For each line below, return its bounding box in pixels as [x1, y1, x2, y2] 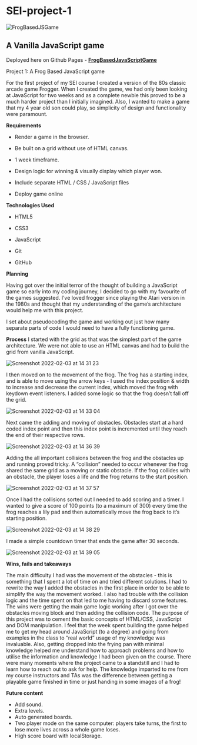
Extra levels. [14, 707, 45, 714]
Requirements [6, 122, 42, 129]
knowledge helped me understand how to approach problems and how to [6, 647, 184, 654]
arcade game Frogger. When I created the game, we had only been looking [6, 85, 188, 92]
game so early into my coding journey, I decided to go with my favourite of [6, 287, 186, 295]
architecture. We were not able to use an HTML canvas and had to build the [6, 342, 189, 349]
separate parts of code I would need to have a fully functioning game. [6, 324, 175, 331]
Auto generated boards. [14, 713, 72, 720]
